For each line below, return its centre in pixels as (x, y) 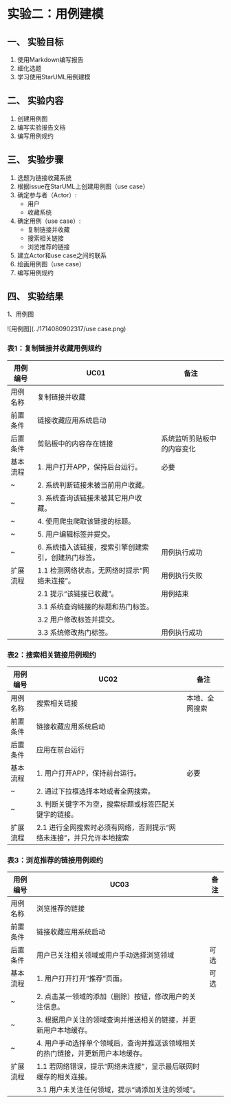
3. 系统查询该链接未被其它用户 (86, 497)
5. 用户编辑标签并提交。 (76, 534)
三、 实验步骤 (35, 160)
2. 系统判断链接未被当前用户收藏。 (93, 485)
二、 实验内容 (35, 101)
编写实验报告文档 (41, 127)
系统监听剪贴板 (185, 438)
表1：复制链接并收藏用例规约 (54, 348)
